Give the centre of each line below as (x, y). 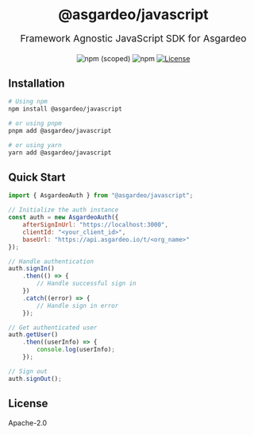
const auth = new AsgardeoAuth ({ (63, 217)
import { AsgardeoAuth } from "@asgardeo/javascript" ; (101, 196)
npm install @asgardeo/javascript (65, 109)
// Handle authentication (51, 261)
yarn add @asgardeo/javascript (60, 153)
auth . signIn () (32, 269)
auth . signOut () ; (35, 379)
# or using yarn (35, 145)
